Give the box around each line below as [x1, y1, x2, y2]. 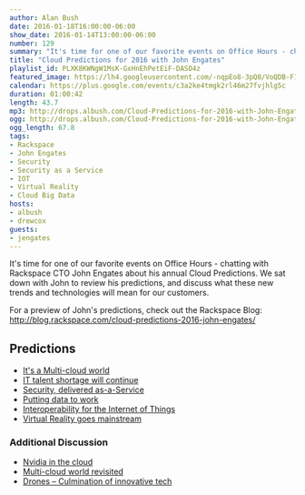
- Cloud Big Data [9, 191, 75, 200]
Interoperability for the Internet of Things [22, 404, 176, 415]
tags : [9, 132, 30, 141]
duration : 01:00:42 [9, 89, 84, 98]
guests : [9, 225, 39, 234]
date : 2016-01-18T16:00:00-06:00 [9, 22, 136, 31]
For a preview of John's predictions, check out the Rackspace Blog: [9, 305, 263, 316]
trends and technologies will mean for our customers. [9, 288, 210, 298]
